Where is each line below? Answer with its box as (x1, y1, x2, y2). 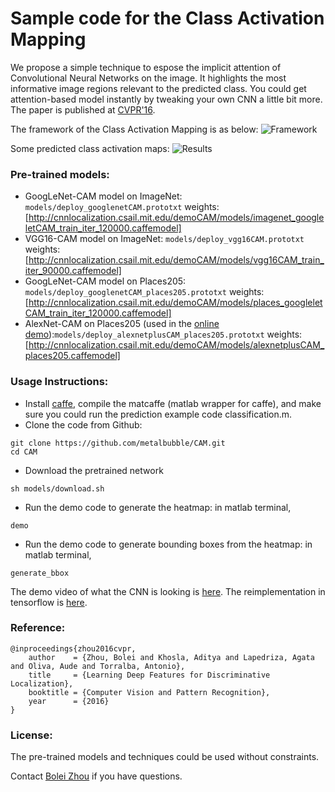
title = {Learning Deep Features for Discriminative (28, 670, 271, 680)
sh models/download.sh (10, 483, 105, 494)
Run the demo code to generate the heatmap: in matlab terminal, (24, 501, 292, 513)
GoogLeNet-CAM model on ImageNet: (24, 190, 183, 202)
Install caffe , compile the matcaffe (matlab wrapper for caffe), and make (24, 397, 322, 409)
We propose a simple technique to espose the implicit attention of (10, 61, 282, 73)
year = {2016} (28, 696, 110, 706)
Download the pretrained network (24, 464, 164, 476)
